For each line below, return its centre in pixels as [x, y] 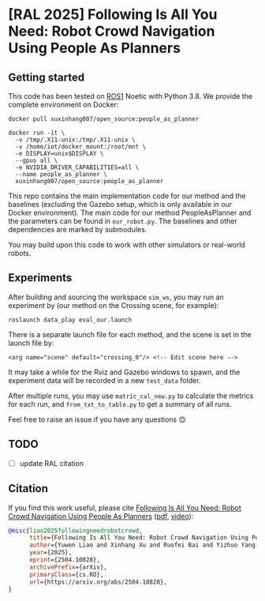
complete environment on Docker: [63, 105]
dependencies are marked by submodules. [78, 229]
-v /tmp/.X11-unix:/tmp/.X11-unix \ [75, 140]
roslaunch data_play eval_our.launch [70, 320]
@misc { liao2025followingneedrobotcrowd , [76, 531]
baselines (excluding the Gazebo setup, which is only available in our [120, 204]
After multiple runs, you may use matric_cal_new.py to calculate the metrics [131, 396]
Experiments [40, 278]
